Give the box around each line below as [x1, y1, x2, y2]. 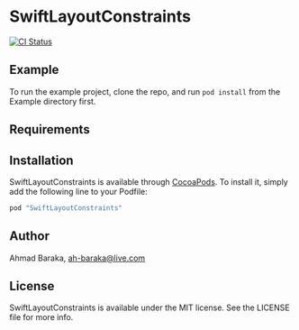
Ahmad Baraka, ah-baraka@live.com [9, 252, 146, 263]
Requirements [9, 122, 90, 137]
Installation [9, 152, 74, 168]
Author [9, 228, 50, 244]
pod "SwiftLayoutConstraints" [9, 203, 123, 213]
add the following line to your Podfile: [9, 186, 149, 197]
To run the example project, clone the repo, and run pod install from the [9, 86, 281, 96]
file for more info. [9, 312, 74, 323]
